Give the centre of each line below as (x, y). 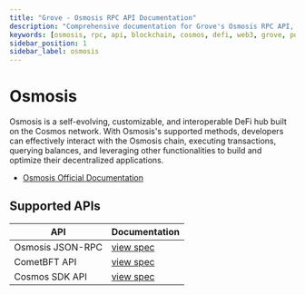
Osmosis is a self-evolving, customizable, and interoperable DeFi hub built (148, 122)
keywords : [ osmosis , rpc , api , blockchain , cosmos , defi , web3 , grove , (148, 34)
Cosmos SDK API (51, 276)
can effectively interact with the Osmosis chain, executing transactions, (143, 141)
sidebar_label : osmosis (54, 52)
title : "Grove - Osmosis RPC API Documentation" (103, 18)
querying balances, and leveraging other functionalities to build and (136, 151)
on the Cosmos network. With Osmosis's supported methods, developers (147, 132)
